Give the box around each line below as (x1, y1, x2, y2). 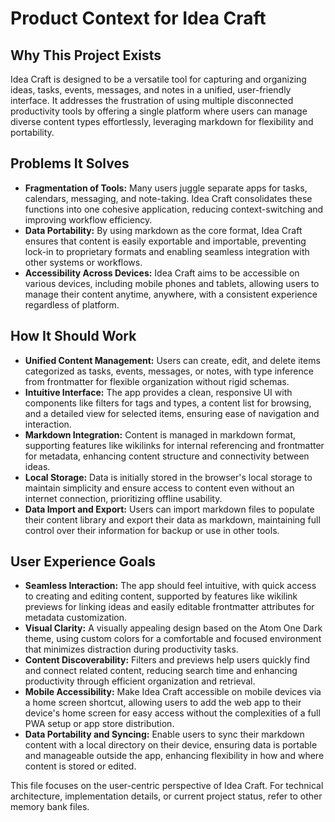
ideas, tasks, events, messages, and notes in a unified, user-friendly (10, 84, 292, 96)
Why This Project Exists (10, 47, 162, 64)
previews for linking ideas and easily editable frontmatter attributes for (24, 601, 315, 613)
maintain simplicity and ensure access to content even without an (24, 482, 295, 494)
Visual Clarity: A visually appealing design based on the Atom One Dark (24, 622, 323, 634)
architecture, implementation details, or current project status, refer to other (10, 790, 323, 802)
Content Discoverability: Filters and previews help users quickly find (24, 654, 310, 666)
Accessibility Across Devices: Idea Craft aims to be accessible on (24, 267, 300, 279)
